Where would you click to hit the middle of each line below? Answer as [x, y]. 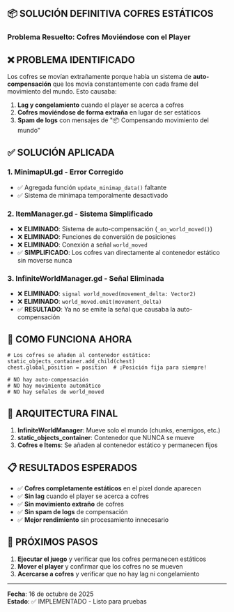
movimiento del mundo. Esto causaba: [62, 92]
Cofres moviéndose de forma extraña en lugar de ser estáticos [109, 112]
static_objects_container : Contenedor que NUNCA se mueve [106, 438]
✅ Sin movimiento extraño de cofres [70, 504]
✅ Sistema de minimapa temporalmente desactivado [93, 195]
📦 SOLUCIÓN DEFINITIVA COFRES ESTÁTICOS [110, 14]
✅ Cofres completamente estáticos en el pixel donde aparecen [109, 488]
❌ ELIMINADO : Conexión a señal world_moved [82, 245]
